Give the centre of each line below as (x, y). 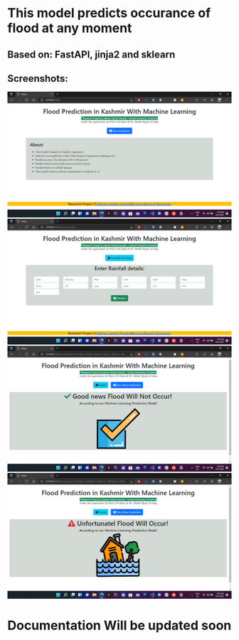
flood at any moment (70, 28)
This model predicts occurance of (109, 13)
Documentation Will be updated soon (119, 625)
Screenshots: (38, 79)
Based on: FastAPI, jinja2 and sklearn (91, 54)
